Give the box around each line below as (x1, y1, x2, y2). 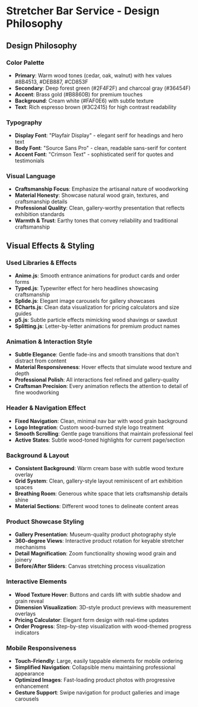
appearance (14, 670, 44, 677)
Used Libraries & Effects (6, 258, 77, 267)
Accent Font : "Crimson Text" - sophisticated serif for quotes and (14, 151, 174, 158)
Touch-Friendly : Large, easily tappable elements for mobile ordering (14, 657, 183, 664)
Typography (6, 118, 43, 126)
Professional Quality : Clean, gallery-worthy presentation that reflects (14, 204, 185, 212)
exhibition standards (14, 211, 65, 218)
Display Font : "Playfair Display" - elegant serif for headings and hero (14, 132, 184, 139)
